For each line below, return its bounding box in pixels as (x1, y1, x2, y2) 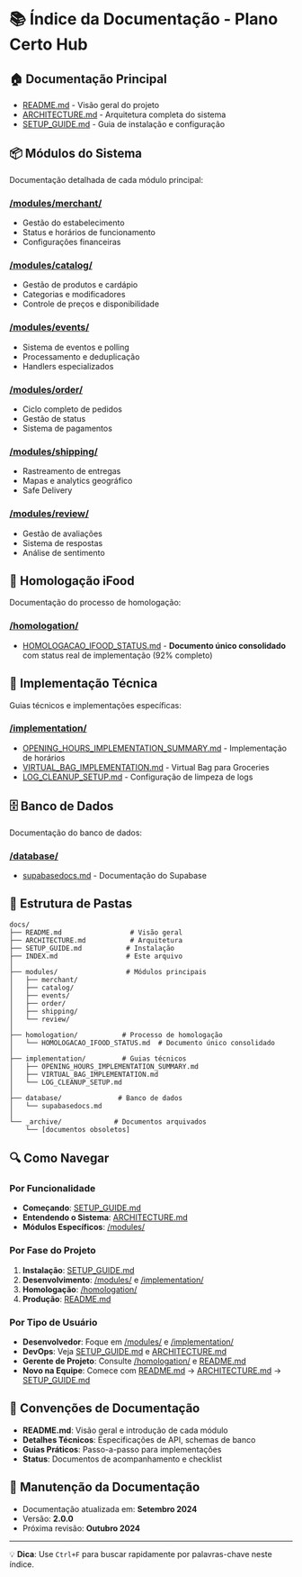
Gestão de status (22, 414, 86, 424)
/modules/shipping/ (9, 445, 99, 458)
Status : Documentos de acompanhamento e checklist (22, 1454, 223, 1464)
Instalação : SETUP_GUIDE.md (22, 1264, 135, 1275)
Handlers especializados (22, 360, 114, 371)
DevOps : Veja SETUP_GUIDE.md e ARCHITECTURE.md (22, 1346, 227, 1357)
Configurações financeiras (22, 237, 121, 248)
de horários (22, 752, 66, 763)
